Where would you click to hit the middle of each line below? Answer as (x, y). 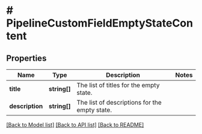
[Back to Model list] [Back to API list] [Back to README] (75, 125)
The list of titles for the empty (118, 85)
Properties (26, 58)
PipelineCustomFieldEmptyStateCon (100, 23)
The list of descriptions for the (119, 102)
